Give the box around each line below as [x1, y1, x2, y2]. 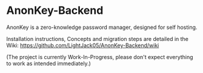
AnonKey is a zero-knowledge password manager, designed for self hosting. [6, 24, 198, 31]
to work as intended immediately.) [6, 60, 91, 67]
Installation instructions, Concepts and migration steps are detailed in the [6, 35, 189, 42]
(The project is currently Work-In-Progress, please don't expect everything [6, 53, 193, 60]
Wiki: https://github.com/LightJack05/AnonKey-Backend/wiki [6, 42, 159, 49]
